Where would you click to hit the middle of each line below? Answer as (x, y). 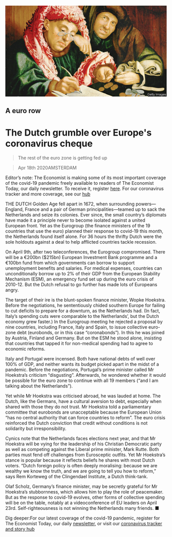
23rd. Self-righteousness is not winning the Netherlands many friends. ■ (82, 508)
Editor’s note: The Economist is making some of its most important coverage (86, 178)
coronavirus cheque (49, 144)
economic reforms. (25, 349)
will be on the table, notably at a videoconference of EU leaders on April (81, 503)
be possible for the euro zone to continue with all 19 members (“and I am (82, 380)
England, (15, 209)
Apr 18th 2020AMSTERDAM (47, 167)
